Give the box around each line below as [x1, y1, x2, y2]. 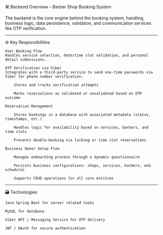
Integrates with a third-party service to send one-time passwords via [5, 70, 153, 75]
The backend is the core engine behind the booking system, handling [5, 15, 144, 21]
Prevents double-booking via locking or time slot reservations [14, 138, 147, 142]
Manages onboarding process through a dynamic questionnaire [14, 155, 140, 159]
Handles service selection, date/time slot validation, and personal [5, 53, 149, 58]
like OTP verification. [5, 26, 47, 31]
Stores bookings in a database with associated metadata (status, [14, 112, 151, 117]
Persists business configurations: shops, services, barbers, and [14, 163, 151, 168]
